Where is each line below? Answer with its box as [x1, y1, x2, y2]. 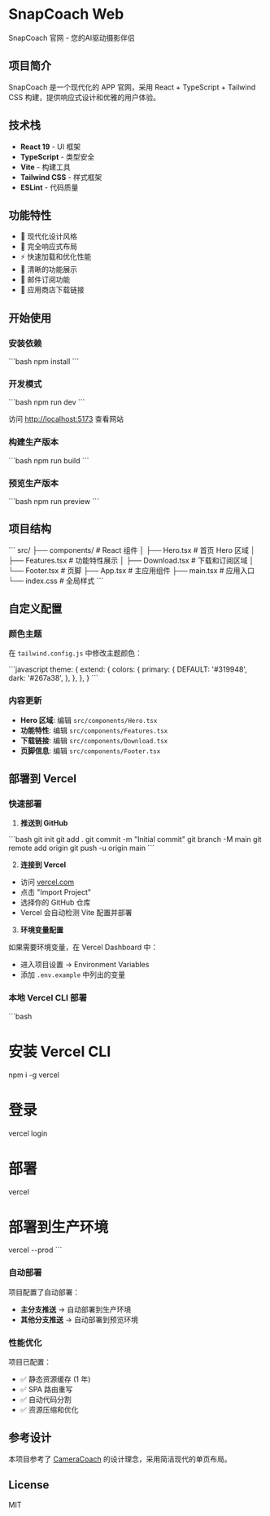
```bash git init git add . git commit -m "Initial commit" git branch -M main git [8, 835, 262, 844]
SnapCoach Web [8, 5, 124, 24]
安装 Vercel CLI [8, 1042, 111, 1061]
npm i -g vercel [8, 1070, 59, 1080]
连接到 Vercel [20, 860, 67, 870]
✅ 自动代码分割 [20, 1395, 72, 1404]
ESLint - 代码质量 [20, 182, 79, 192]
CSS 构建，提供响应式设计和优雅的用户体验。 [8, 92, 161, 102]
